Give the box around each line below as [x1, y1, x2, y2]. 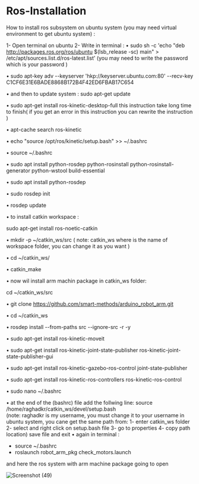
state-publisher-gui [6, 353, 53, 360]
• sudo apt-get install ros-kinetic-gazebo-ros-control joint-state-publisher [6, 364, 188, 371]
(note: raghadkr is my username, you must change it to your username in [6, 411, 185, 418]
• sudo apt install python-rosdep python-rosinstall [6, 160, 129, 167]
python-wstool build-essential [31, 167, 105, 174]
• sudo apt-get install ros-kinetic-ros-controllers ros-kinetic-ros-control [6, 376, 182, 383]
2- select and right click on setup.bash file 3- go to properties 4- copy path [6, 424, 191, 432]
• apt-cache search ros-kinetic [6, 126, 82, 133]
